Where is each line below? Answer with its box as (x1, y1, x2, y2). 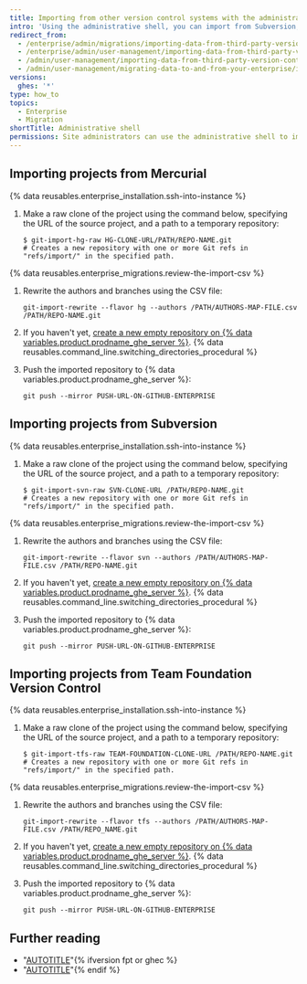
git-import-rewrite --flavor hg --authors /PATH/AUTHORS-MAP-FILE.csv (22, 302, 298, 312)
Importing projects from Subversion (9, 417, 217, 432)
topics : (9, 98, 39, 108)
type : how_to (9, 90, 59, 99)
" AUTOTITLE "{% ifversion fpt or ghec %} (22, 955, 178, 966)
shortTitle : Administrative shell (9, 124, 142, 133)
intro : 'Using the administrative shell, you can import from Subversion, (9, 22, 301, 31)
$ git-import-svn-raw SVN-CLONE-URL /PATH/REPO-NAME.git (22, 485, 245, 494)
